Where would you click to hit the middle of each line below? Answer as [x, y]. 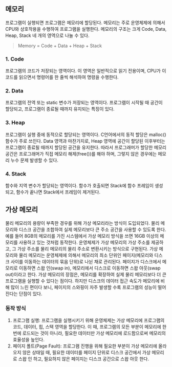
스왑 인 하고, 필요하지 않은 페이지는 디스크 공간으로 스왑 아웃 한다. [84, 359]
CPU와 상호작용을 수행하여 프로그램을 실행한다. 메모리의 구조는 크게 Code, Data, [86, 29]
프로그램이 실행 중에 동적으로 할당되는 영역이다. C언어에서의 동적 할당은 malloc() [86, 134]
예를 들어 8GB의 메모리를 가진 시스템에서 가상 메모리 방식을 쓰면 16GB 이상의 [82, 236]
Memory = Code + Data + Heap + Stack [60, 46]
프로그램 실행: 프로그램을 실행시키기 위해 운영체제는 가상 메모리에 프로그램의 [89, 320]
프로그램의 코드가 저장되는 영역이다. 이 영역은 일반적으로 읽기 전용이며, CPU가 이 [86, 71]
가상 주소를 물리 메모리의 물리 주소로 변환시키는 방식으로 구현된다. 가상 [88, 248]
